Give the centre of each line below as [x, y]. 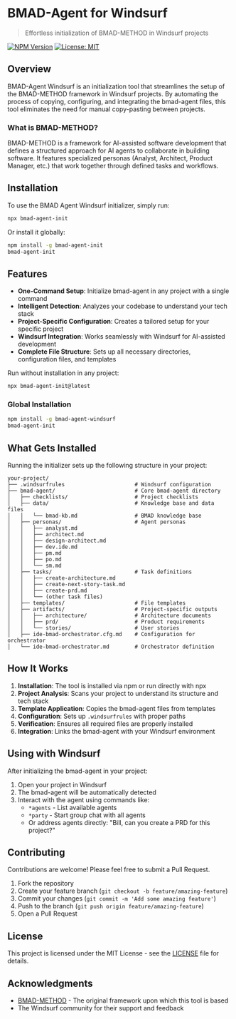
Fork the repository [46, 884]
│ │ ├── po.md [34, 560]
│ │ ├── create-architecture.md [61, 578]
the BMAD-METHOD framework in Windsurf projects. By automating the [113, 93]
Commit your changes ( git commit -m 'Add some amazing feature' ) [117, 898]
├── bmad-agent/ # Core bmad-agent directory [114, 491]
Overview [29, 69]
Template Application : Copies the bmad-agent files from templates [117, 708]
